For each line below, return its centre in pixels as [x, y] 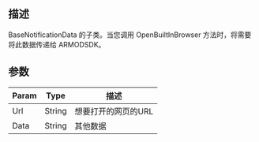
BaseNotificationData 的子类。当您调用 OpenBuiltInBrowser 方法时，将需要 [130, 35]
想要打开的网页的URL [114, 111]
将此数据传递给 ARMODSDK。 [57, 44]
